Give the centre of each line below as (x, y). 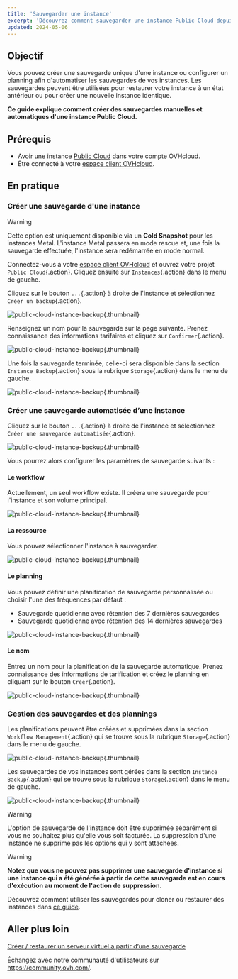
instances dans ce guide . (44, 907)
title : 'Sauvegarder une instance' (60, 14)
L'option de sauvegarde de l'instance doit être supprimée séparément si (112, 828)
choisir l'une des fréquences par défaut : (67, 599)
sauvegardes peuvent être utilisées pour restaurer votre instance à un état (115, 88)
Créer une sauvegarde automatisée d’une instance (96, 410)
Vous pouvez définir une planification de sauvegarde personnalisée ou (110, 592)
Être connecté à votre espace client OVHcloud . (86, 164)
